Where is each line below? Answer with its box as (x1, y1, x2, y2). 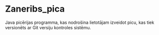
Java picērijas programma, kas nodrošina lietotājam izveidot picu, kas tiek (5, 19, 155, 25)
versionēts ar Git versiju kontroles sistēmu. (5, 24, 91, 30)
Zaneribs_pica (5, 3, 65, 15)
